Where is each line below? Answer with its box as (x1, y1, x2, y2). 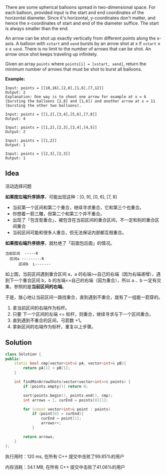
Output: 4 (5, 116, 26, 121)
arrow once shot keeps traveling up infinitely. (5, 51, 98, 57)
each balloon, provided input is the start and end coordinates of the (5, 10, 144, 16)
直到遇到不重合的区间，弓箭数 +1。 (12, 317, 84, 323)
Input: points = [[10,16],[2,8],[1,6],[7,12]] (5, 86, 104, 91)
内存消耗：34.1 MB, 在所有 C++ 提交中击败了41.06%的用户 (5, 464, 125, 470)
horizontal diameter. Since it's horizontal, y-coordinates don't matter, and (5, 15, 156, 21)
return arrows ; (23, 434, 55, 439)
